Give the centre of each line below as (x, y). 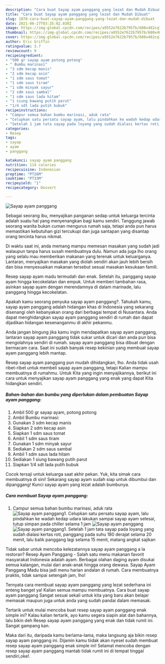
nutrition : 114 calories (31, 165)
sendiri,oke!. (18, 656)
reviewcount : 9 (21, 51)
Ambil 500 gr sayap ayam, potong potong (55, 412)
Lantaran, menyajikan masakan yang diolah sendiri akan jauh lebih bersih (79, 262)
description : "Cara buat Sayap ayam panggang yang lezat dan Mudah (76, 10)
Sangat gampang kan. (28, 626)
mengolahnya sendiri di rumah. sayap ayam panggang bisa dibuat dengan (80, 342)
